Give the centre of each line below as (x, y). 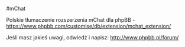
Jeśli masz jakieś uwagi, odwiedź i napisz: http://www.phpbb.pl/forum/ (92, 37)
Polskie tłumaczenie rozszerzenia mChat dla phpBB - (71, 20)
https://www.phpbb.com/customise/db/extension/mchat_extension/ (89, 26)
